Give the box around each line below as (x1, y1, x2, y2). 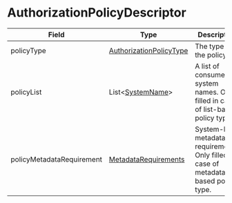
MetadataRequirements (108, 154, 185, 164)
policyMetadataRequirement (10, 154, 102, 164)
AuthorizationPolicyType (108, 46, 188, 55)
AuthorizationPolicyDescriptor (7, 5, 186, 21)
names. (194, 87, 219, 97)
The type (194, 41, 224, 51)
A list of (194, 61, 220, 70)
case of (194, 159, 220, 168)
